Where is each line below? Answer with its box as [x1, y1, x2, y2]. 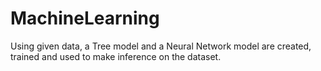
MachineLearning [10, 7, 160, 30]
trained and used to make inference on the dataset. [10, 50, 222, 62]
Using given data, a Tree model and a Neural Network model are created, [10, 40, 312, 52]
